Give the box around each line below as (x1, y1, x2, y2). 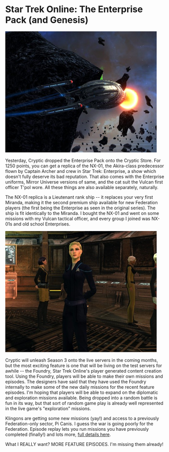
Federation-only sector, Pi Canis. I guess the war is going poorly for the (5, 421, 154, 427)
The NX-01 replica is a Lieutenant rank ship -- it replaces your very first (5, 194, 153, 200)
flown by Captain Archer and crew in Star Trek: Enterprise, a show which (5, 168, 156, 174)
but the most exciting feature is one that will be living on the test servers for (5, 363, 162, 369)
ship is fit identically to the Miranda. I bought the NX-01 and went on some (5, 210, 159, 216)
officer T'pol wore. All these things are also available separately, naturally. (5, 184, 159, 190)
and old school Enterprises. (13, 221, 71, 227)
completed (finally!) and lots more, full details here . (5, 431, 111, 437)
